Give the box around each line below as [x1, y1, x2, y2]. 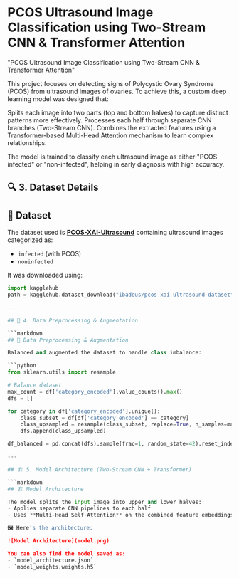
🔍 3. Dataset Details [7, 182, 99, 194]
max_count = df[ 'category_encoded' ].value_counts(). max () [7, 388, 183, 395]
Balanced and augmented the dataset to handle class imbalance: [7, 350, 202, 357]
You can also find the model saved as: [7, 550, 126, 557]
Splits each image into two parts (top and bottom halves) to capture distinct [7, 108, 229, 117]
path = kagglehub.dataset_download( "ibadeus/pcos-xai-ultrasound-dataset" [7, 291, 234, 299]
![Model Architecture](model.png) [7, 537, 110, 545]
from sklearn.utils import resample [7, 369, 116, 376]
